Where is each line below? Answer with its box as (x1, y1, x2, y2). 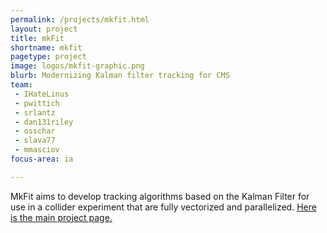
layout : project (10, 24, 78, 34)
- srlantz (14, 107, 56, 118)
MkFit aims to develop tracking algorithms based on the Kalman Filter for (10, 190, 310, 202)
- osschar (14, 126, 56, 136)
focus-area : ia (10, 154, 74, 164)
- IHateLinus (14, 89, 70, 99)
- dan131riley (14, 117, 74, 127)
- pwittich (14, 98, 60, 108)
